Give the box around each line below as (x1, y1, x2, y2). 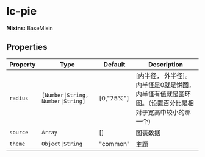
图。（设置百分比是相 (135, 99, 194, 107)
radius (9, 94, 29, 102)
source (9, 129, 29, 136)
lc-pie (6, 4, 37, 18)
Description (148, 60, 183, 68)
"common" (99, 139, 130, 148)
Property (9, 60, 36, 68)
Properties (6, 42, 48, 52)
